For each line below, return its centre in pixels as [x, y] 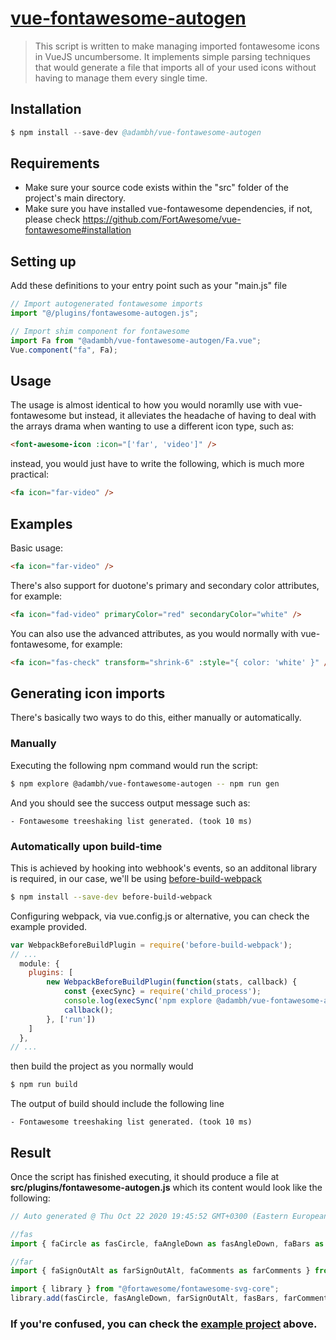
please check [52, 219]
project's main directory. [75, 198]
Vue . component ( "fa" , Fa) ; [64, 350]
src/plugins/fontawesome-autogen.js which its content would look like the [166, 1187]
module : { [39, 963]
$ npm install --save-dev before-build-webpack [111, 897]
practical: [30, 474]
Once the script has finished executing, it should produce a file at [145, 1176]
